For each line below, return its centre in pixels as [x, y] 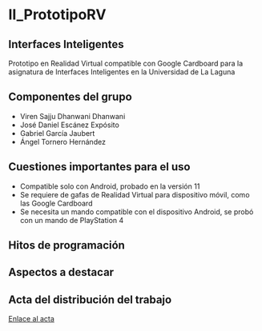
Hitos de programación [67, 245]
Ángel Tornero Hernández [63, 142]
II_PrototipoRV [57, 15]
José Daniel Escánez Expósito [70, 125]
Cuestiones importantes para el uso [99, 167]
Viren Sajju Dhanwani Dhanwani [73, 116]
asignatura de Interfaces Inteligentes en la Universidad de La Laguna [122, 72]
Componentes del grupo [70, 97]
